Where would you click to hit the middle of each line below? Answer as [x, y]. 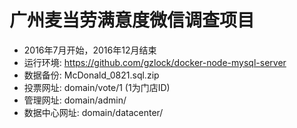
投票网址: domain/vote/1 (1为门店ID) [97, 87]
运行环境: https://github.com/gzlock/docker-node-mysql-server [155, 62]
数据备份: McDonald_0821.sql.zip [91, 75]
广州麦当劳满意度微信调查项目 [132, 20]
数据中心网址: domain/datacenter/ [93, 112]
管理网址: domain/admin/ [75, 100]
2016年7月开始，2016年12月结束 [90, 50]
